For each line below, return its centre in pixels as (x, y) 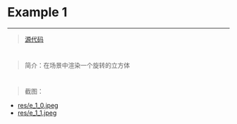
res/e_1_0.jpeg (38, 106)
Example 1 (37, 12)
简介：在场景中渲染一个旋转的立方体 (77, 66)
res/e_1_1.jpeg (37, 113)
